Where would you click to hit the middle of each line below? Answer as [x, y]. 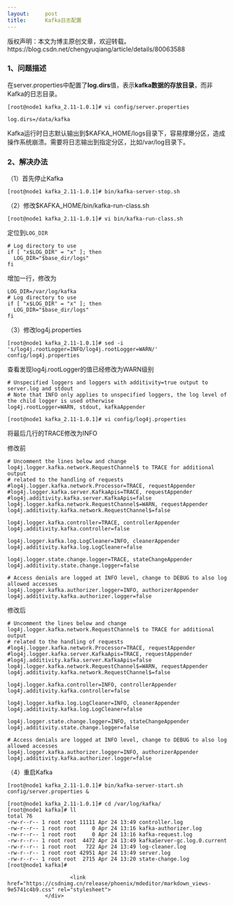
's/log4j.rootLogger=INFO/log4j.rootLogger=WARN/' [83, 350]
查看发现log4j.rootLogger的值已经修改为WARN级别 [81, 369]
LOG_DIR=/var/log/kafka [42, 291]
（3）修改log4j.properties [44, 330]
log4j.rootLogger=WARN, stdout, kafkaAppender [76, 407]
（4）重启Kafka [30, 772]
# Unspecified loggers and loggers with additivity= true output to [108, 383]
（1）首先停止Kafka [35, 179]
